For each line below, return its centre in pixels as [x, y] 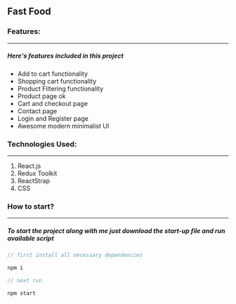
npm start [22, 293]
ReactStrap [34, 180]
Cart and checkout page [52, 103]
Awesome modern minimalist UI [63, 126]
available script [31, 238]
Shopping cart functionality [57, 81]
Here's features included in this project [66, 56]
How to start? [31, 206]
